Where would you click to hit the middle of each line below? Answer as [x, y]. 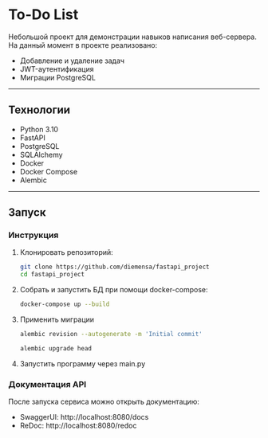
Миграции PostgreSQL [57, 77]
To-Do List [43, 15]
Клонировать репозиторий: [66, 252]
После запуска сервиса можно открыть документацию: [104, 402]
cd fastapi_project [52, 275]
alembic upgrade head [55, 348]
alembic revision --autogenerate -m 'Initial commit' [111, 334]
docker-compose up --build [65, 304]
